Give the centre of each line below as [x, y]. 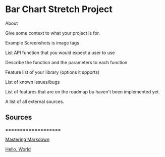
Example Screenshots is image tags [42, 43]
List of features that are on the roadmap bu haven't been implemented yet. [83, 91]
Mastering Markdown [27, 139]
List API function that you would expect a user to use [60, 53]
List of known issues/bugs [33, 82]
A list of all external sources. [35, 101]
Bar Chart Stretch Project [59, 9]
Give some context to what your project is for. [52, 33]
